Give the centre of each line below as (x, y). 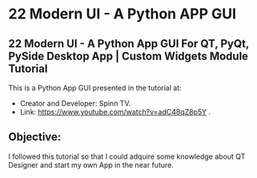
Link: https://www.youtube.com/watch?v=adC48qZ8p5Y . (115, 112)
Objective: (35, 137)
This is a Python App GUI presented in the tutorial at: (95, 88)
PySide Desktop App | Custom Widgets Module (128, 56)
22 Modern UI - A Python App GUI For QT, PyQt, (129, 44)
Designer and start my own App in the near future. (91, 164)
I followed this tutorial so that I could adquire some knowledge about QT (127, 156)
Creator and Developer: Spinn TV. (75, 103)
